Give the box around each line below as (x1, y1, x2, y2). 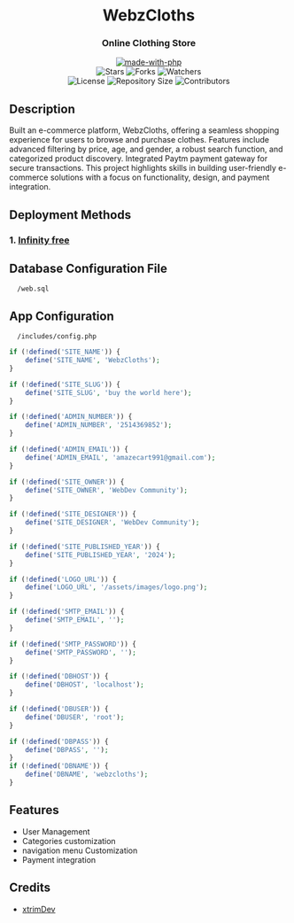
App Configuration (9, 308, 114, 323)
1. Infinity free (9, 234, 70, 246)
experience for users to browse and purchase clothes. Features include (9, 135, 270, 145)
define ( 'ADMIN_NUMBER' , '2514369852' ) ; (25, 421, 173, 430)
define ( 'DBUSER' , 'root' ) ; (25, 712, 125, 722)
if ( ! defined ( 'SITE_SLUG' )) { (9, 380, 121, 389)
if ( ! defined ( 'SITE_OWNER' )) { (9, 477, 125, 486)
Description (9, 101, 75, 116)
